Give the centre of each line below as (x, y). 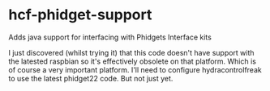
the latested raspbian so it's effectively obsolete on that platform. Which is (133, 61)
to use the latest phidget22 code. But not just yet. (91, 78)
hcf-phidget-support (80, 15)
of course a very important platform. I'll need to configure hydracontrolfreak (135, 69)
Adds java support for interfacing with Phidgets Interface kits (110, 37)
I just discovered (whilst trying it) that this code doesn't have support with (131, 52)
